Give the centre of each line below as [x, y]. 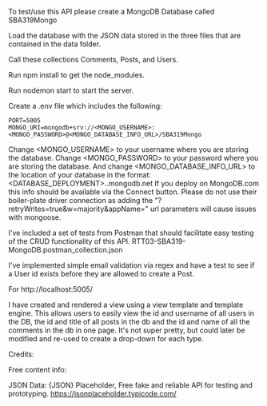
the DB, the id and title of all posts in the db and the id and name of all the [129, 322]
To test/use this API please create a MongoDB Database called [112, 12]
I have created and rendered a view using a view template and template [126, 304]
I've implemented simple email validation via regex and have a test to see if [132, 265]
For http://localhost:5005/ [51, 289]
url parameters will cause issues [203, 209]
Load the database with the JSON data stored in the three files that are [125, 36]
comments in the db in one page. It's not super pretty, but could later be [127, 330]
